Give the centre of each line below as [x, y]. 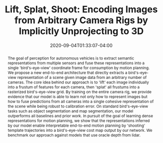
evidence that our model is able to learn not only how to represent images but [77, 97]
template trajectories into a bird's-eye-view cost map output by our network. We [80, 130]
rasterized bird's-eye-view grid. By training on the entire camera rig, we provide [79, 91]
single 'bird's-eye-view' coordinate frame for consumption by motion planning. [79, 68]
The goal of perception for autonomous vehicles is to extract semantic [71, 58]
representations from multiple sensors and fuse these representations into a [76, 63]
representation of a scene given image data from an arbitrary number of [82, 77]
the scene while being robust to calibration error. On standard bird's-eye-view [78, 106]
